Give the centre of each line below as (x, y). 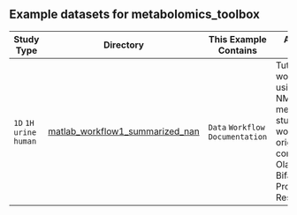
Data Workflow (236, 127)
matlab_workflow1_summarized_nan (124, 131)
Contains (238, 50)
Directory (123, 45)
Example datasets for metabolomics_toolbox (135, 15)
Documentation (238, 137)
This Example (237, 39)
